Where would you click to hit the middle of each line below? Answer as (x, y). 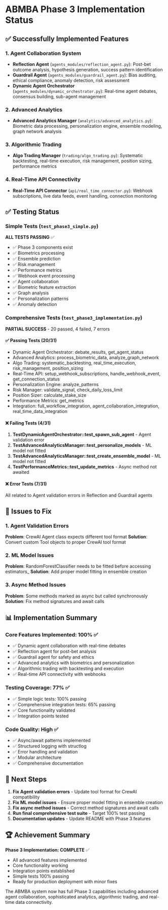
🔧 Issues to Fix (29, 511)
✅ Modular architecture (37, 757)
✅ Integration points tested (41, 716)
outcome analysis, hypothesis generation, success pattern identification (88, 69)
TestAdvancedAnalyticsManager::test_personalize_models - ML (82, 445)
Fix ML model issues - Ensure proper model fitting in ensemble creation (88, 802)
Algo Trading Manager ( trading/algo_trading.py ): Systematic (78, 156)
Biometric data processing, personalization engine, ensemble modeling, (87, 126)
